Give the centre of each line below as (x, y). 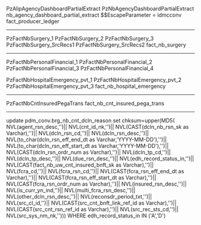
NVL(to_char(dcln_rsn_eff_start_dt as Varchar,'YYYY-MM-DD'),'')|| (87, 146)
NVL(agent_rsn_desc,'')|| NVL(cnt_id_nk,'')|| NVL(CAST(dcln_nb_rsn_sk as (98, 127)
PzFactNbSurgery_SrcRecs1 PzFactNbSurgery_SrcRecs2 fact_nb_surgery (96, 45)
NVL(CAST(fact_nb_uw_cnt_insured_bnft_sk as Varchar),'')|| (80, 165)
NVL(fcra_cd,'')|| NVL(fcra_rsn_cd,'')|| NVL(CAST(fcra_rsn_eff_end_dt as (95, 171)
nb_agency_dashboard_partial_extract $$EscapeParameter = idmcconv (94, 15)
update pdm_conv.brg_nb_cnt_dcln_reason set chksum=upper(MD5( (91, 121)
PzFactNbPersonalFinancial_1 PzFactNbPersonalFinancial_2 (79, 62)
